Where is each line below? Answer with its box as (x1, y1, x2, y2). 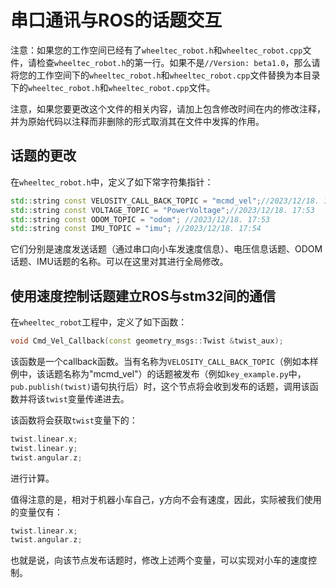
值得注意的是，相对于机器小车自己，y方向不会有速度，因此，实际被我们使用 (10, 493, 322, 505)
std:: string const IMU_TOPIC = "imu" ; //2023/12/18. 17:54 (10, 224, 262, 234)
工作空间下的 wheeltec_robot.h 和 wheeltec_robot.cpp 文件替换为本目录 (36, 69, 321, 81)
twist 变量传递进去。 (45, 392, 130, 405)
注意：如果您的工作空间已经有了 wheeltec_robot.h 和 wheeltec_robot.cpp (10, 44, 303, 56)
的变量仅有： (10, 506, 63, 518)
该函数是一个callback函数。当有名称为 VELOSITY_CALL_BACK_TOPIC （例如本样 (10, 355, 319, 367)
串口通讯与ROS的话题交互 (10, 9, 223, 32)
